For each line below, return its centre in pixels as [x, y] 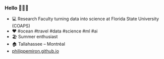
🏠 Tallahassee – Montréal [38, 44]
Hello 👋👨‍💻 [17, 8]
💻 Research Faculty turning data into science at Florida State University [85, 19]
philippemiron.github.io [35, 51]
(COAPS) [21, 26]
